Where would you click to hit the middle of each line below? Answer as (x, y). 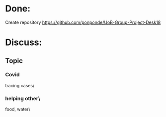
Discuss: (24, 42)
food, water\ (18, 109)
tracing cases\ (20, 85)
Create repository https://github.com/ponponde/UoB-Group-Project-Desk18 (83, 22)
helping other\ (23, 98)
